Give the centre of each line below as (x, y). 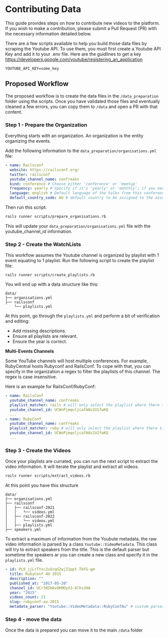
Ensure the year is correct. (40, 342)
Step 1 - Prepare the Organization (46, 125)
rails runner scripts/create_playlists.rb (50, 275)
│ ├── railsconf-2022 (30, 516)
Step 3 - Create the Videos (38, 450)
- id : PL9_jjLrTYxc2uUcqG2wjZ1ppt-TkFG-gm (50, 569)
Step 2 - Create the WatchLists (43, 244)
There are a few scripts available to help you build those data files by (76, 43)
